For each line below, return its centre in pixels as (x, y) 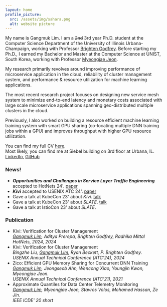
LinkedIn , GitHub (23, 157)
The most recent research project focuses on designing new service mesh (82, 95)
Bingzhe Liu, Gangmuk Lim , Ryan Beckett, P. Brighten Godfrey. (77, 252)
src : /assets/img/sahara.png (40, 19)
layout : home (19, 10)
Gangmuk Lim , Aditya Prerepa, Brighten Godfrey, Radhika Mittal (79, 236)
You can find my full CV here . (36, 146)
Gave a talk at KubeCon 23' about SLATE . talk (59, 202)
